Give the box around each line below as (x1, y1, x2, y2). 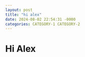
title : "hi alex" (5, 12, 42, 17)
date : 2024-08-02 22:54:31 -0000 (5, 17, 76, 22)
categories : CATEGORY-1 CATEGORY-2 (5, 21, 80, 27)
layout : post (5, 7, 33, 13)
